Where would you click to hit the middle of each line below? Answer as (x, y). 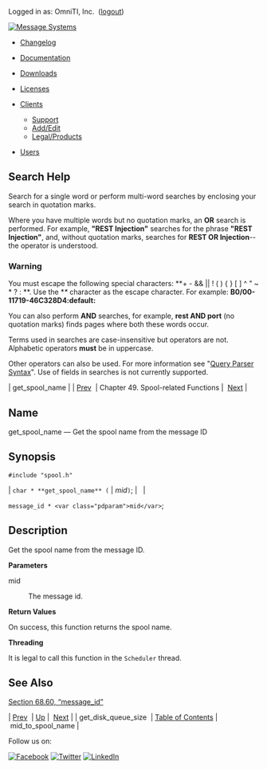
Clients (31, 104)
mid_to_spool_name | (45, 726)
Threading (26, 642)
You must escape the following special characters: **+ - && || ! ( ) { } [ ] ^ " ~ (133, 284)
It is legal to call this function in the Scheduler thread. (95, 657)
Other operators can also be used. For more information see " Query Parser (131, 364)
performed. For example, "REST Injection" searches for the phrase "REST (130, 228)
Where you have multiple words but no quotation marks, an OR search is (127, 220)
